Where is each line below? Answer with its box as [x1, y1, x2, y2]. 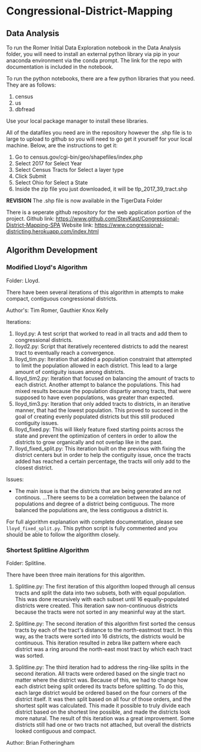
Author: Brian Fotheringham [6, 739, 75, 746]
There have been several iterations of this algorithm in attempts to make [6, 289, 184, 296]
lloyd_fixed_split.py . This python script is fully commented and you [6, 524, 178, 531]
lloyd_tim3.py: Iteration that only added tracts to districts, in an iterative [14, 400, 191, 407]
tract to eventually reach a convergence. [14, 349, 115, 356]
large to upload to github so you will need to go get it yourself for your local [6, 135, 193, 142]
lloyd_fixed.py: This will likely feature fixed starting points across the [14, 426, 184, 433]
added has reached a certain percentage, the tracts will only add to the [14, 457, 191, 465]
